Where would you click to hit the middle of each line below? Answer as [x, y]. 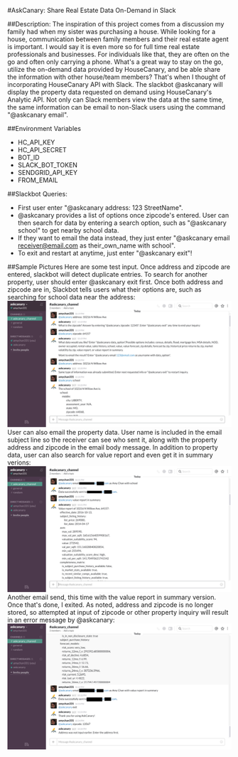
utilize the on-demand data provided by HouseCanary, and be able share [114, 69]
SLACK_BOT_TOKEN [48, 165]
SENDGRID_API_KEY [48, 173]
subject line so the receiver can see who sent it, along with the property [113, 440]
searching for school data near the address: [71, 297]
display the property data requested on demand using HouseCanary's [110, 92]
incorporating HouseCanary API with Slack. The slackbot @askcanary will [115, 84]
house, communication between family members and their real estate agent [118, 39]
